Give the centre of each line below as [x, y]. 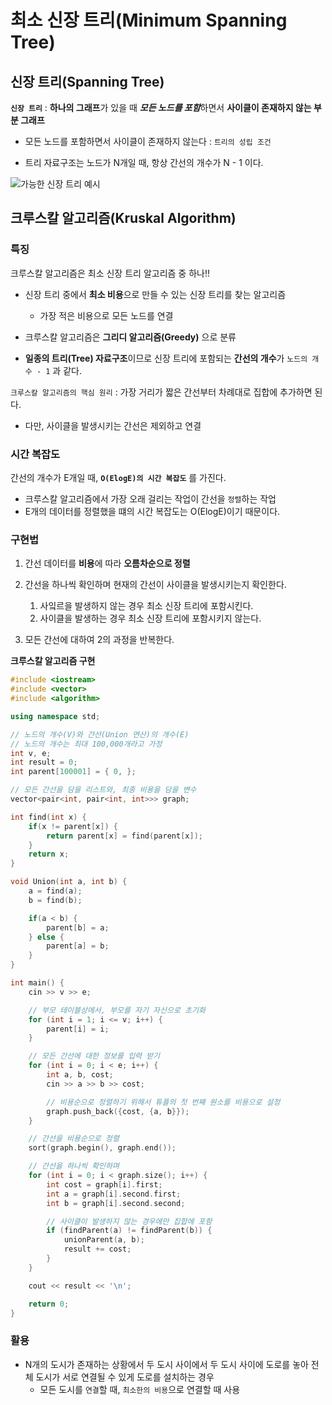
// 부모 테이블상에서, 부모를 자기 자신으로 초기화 [117, 1010]
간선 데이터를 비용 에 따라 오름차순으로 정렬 [107, 563]
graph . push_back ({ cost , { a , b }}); [118, 1111]
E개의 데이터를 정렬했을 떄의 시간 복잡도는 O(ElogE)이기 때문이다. [152, 511]
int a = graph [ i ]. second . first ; [114, 1194]
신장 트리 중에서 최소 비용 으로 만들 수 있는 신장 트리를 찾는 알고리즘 [155, 294]
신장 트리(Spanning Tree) [87, 81]
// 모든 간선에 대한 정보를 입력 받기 [94, 1056]
